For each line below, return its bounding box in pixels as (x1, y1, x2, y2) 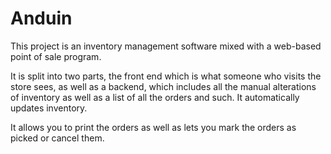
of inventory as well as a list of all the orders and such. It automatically (10, 91, 300, 103)
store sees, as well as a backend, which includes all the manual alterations (10, 80, 317, 92)
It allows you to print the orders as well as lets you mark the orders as (10, 121, 297, 133)
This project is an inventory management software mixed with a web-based (10, 40, 322, 52)
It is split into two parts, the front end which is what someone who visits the (10, 70, 322, 82)
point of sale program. (10, 50, 102, 62)
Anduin (10, 7, 73, 30)
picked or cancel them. (10, 132, 105, 144)
